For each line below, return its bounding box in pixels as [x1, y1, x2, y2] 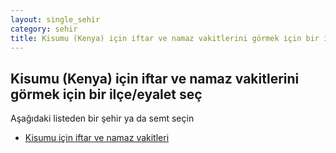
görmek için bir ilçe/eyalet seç [10, 86, 203, 103]
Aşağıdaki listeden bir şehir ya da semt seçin [10, 112, 195, 125]
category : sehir [10, 24, 78, 34]
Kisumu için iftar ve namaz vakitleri [24, 132, 170, 144]
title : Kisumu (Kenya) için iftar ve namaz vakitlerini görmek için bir [10, 33, 320, 43]
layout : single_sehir [10, 14, 101, 25]
